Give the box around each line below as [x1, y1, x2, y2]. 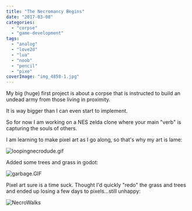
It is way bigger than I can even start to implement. [6, 108, 128, 115]
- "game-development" [11, 30, 64, 36]
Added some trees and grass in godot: [6, 159, 99, 166]
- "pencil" [11, 63, 38, 69]
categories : [6, 19, 35, 25]
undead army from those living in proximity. [6, 96, 111, 103]
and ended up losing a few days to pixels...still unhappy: [6, 188, 141, 195]
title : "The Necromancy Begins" [6, 8, 85, 15]
